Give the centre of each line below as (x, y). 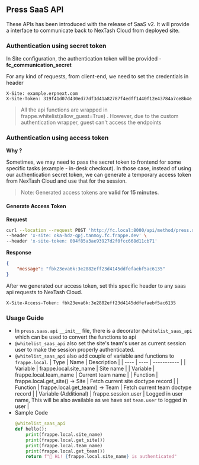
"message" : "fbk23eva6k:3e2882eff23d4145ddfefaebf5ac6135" (91, 269)
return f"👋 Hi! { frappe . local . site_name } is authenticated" (101, 457)
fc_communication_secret (39, 65)
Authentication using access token (57, 138)
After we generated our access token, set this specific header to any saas (96, 286)
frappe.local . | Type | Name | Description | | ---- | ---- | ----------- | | (100, 362)
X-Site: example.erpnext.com (42, 94)
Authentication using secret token (56, 46)
